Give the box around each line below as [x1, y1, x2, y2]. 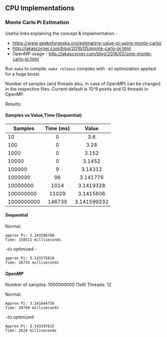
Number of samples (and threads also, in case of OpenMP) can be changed [5, 80, 161, 86]
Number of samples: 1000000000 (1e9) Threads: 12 [5, 282, 112, 288]
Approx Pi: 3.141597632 [5, 324, 55, 329]
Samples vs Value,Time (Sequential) [5, 112, 82, 118]
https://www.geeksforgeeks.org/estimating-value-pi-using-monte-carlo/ [12, 40, 162, 46]
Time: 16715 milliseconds [5, 260, 59, 265]
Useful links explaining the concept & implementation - [5, 30, 118, 36]
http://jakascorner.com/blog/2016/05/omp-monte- [48, 50, 152, 56]
